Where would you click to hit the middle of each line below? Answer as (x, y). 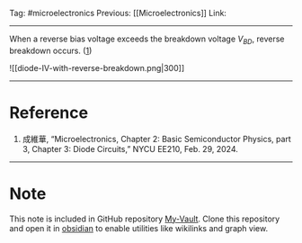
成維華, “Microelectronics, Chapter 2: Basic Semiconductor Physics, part (157, 139)
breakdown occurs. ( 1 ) (51, 50)
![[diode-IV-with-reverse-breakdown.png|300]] (97, 67)
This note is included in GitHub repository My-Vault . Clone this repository (145, 219)
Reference (49, 112)
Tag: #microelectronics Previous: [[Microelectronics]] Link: (118, 13)
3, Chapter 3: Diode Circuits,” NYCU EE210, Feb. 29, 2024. (130, 148)
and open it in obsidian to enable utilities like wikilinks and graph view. (138, 228)
